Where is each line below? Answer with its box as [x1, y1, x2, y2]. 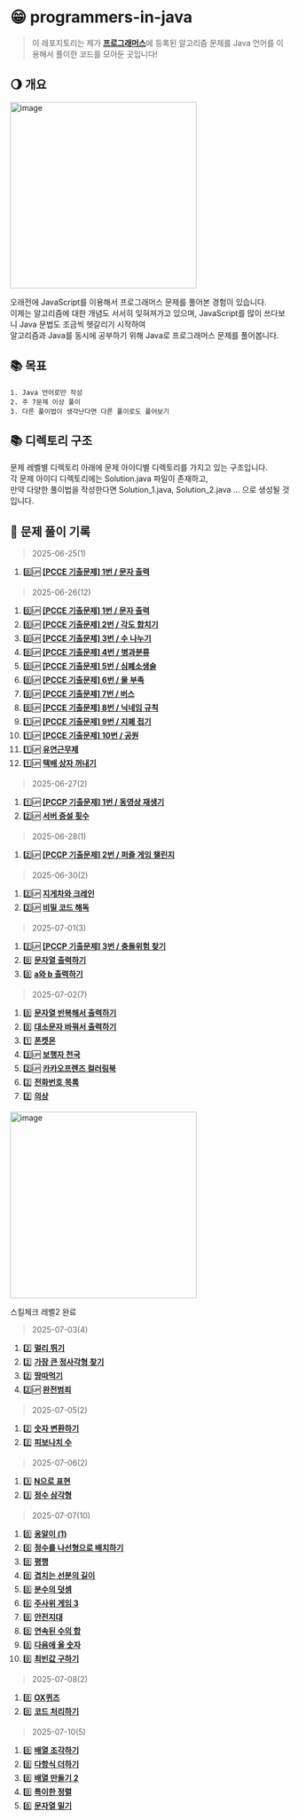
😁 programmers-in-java [10, 7, 193, 28]
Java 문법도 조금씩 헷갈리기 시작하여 [19, 319, 146, 329]
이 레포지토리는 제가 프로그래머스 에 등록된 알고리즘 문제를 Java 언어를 [31, 37, 275, 48]
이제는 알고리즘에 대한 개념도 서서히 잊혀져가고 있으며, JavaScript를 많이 [10, 307, 263, 318]
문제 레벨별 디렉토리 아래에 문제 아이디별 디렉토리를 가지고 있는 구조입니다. [10, 463, 269, 473]
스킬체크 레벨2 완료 [10, 1307, 77, 1317]
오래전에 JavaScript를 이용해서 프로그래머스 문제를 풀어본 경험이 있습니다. [10, 297, 267, 307]
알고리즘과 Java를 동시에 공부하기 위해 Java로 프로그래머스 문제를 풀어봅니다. [10, 329, 279, 340]
